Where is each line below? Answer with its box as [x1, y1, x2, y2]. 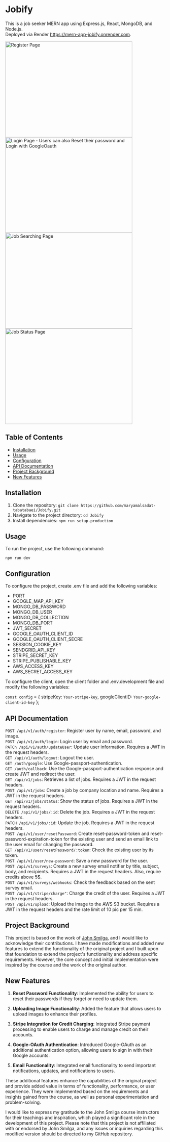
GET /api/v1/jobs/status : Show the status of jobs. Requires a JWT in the [5, 798, 158, 804]
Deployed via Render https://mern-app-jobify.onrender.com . [5, 31, 131, 37]
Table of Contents [5, 433, 63, 442]
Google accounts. [12, 1052, 50, 1058]
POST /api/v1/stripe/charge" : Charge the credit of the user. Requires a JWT [5, 890, 165, 896]
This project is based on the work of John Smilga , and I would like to [5, 934, 148, 941]
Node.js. [5, 26, 23, 32]
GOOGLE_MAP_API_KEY [12, 598, 64, 604]
